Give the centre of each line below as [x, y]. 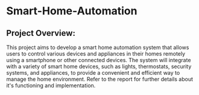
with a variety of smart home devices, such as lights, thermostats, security [99, 66]
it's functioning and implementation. [51, 85]
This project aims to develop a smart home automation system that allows [98, 47]
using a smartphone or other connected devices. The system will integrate [99, 60]
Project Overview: [41, 33]
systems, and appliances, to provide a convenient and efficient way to [93, 73]
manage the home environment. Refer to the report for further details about [99, 79]
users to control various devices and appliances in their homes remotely [96, 54]
